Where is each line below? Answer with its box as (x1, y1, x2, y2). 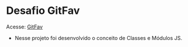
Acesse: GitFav (6, 23, 43, 30)
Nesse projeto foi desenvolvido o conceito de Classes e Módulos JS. (14, 34, 183, 41)
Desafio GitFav (6, 4, 80, 17)
